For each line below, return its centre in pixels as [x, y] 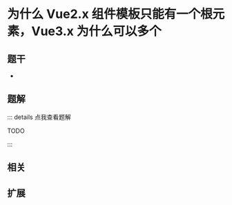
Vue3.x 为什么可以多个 [96, 31]
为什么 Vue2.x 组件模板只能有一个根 [110, 14]
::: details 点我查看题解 [39, 117]
